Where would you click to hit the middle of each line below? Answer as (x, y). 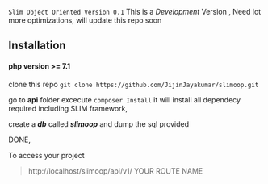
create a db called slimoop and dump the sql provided (99, 123)
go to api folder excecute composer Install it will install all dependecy (124, 99)
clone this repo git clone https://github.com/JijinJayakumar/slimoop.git (134, 84)
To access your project (46, 155)
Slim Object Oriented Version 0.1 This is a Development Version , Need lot (135, 12)
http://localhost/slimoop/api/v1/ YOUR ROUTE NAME (115, 171)
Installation (37, 46)
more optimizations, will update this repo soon (85, 20)
